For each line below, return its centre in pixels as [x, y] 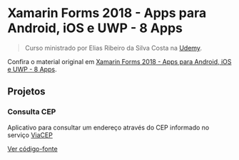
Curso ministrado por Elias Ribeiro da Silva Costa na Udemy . [113, 48]
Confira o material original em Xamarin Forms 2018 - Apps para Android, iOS [119, 61]
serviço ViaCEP [30, 135]
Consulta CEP [32, 112]
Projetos [26, 91]
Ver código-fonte [33, 149]
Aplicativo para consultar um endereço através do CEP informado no [108, 127]
